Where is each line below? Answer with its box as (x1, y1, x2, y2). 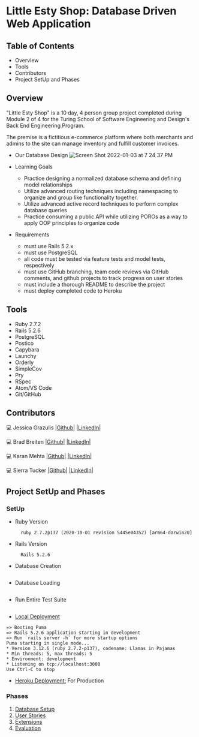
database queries (23, 206, 67, 213)
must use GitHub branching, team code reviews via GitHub (23, 268, 169, 275)
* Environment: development (6, 656, 77, 662)
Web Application (6, 17, 91, 31)
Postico (14, 339, 34, 347)
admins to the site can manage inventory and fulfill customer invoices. (6, 140, 179, 147)
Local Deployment (14, 613, 60, 620)
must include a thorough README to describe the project (23, 281, 165, 288)
